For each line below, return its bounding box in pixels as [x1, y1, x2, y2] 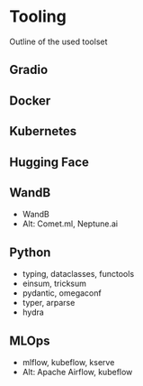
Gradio [9, 62, 49, 78]
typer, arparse [22, 298, 76, 308]
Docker [9, 93, 51, 108]
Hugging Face [9, 154, 90, 170]
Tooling [9, 6, 67, 27]
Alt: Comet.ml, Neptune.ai [22, 218, 119, 229]
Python [9, 244, 51, 260]
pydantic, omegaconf [22, 288, 102, 299]
